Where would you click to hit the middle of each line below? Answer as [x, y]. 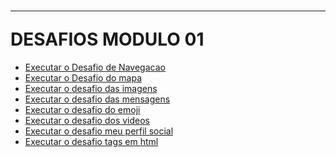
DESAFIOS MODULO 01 [107, 39]
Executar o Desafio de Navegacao [95, 67]
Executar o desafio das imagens [91, 88]
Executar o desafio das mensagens [97, 99]
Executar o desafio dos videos [87, 120]
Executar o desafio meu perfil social [99, 131]
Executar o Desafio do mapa [83, 77]
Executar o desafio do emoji [82, 109]
